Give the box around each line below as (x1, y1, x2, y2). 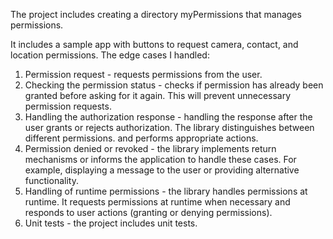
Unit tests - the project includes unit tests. (24, 217, 198, 229)
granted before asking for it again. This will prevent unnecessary (24, 90, 292, 101)
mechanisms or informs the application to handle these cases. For (24, 154, 297, 165)
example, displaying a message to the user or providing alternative (24, 164, 300, 176)
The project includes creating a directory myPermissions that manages (10, 9, 302, 20)
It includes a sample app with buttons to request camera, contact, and (10, 39, 299, 50)
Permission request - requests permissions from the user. (24, 69, 263, 80)
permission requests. (24, 100, 112, 112)
